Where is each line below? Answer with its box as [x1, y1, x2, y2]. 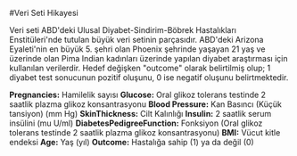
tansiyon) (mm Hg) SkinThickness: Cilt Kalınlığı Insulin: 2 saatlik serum [9, 109, 272, 119]
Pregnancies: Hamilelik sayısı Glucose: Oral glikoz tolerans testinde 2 [9, 89, 266, 100]
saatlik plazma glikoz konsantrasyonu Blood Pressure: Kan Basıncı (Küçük [9, 99, 283, 110]
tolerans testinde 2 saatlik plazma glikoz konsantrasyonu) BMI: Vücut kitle [9, 127, 281, 137]
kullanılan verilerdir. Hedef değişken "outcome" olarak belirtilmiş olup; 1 [9, 62, 271, 73]
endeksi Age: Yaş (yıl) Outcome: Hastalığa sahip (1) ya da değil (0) [9, 137, 254, 147]
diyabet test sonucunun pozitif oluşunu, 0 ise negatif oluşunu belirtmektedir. [9, 72, 289, 83]
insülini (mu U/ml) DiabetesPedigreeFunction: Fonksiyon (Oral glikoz [9, 118, 263, 128]
